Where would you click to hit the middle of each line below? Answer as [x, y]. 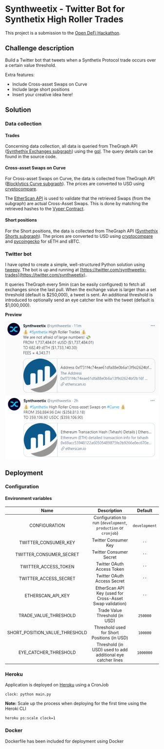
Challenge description [40, 48]
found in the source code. [31, 157]
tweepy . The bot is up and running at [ [43, 270]
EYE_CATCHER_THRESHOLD [47, 652]
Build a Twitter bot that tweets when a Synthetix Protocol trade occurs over [81, 60]
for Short [110, 633]
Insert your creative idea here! [42, 94]
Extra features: [20, 75]
